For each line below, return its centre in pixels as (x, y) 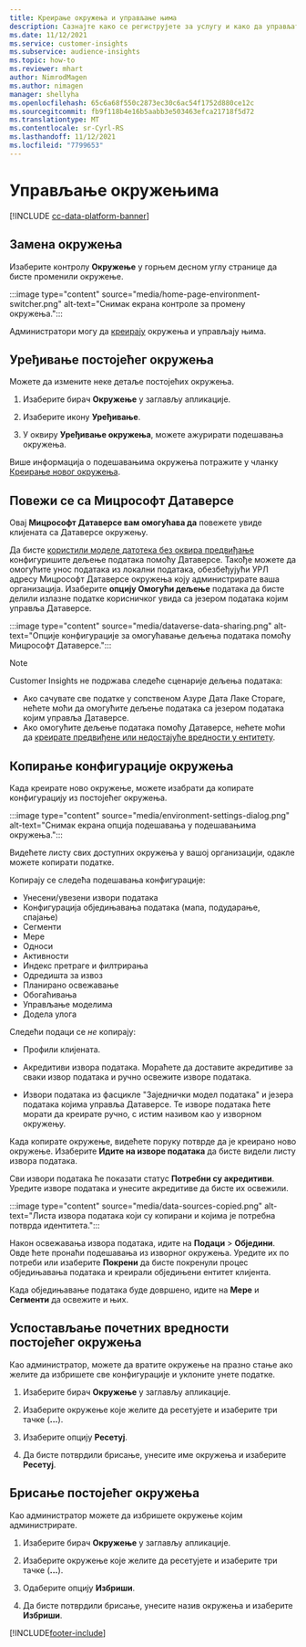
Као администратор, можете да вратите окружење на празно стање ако (151, 1364)
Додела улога (50, 1014)
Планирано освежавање (71, 985)
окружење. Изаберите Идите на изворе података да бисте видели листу (153, 1151)
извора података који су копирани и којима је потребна (167, 1215)
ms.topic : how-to (42, 60)
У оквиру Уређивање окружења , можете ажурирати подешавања (153, 435)
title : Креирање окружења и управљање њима (93, 18)
